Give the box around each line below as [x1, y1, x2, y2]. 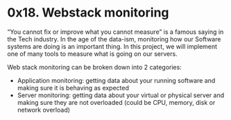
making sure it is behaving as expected [17, 83, 130, 92]
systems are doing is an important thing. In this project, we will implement [7, 42, 217, 50]
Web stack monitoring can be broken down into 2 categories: [7, 63, 182, 71]
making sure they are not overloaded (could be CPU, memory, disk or [17, 98, 216, 106]
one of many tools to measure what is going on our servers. [7, 50, 178, 58]
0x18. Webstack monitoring [7, 5, 169, 21]
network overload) [17, 106, 71, 114]
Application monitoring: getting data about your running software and [17, 76, 216, 84]
